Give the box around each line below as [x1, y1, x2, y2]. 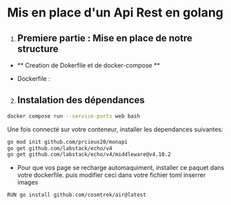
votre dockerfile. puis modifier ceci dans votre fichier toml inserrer [17, 171, 206, 180]
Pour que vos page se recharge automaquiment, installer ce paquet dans [17, 164, 225, 172]
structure [17, 43, 59, 54]
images [17, 178, 39, 186]
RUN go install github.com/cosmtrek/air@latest [7, 191, 147, 199]
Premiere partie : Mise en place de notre [17, 32, 193, 44]
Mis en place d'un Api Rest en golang [7, 5, 224, 21]
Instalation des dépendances [17, 94, 145, 106]
